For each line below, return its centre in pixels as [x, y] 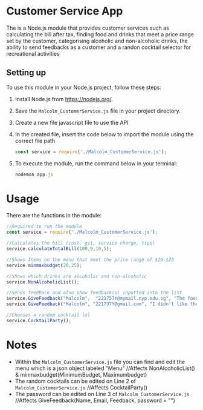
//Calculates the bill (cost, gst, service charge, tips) [81, 243]
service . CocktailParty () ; [39, 320]
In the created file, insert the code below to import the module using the [105, 134]
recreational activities [33, 53]
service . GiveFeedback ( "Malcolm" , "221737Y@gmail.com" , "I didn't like [97, 304]
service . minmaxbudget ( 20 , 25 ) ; [44, 265]
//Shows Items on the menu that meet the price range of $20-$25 [90, 260]
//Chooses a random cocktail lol [48, 315]
